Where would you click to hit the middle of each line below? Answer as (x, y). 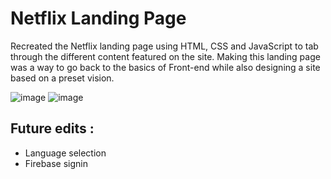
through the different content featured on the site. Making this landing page (165, 56)
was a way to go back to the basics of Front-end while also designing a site (165, 67)
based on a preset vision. (62, 78)
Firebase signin (56, 163)
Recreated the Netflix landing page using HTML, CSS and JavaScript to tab (164, 46)
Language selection (65, 153)
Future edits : (52, 128)
